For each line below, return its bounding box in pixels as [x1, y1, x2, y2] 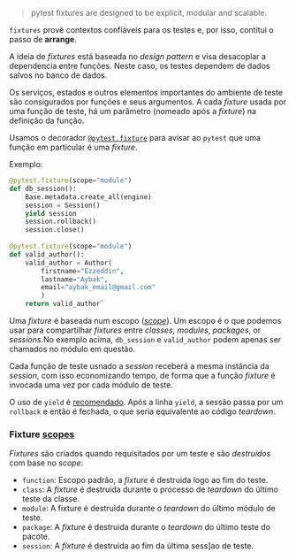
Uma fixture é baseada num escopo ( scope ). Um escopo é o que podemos [9, 316, 282, 326]
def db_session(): [9, 184, 77, 193]
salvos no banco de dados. [9, 70, 108, 81]
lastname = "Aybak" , [41, 274, 109, 284]
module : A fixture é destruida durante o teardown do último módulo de [21, 503, 276, 514]
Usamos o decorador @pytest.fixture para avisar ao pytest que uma [9, 133, 262, 142]
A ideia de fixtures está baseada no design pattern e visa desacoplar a [9, 51, 267, 61]
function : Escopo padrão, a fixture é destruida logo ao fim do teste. [21, 475, 269, 486]
